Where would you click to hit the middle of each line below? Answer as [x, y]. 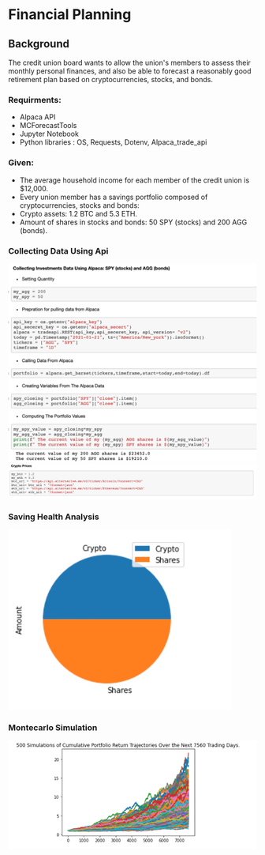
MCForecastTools [48, 126]
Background [39, 44]
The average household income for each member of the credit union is [134, 180]
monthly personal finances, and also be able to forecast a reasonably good [130, 71]
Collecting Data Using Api [58, 250]
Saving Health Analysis [54, 517]
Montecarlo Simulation [53, 728]
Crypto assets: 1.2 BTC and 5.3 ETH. [78, 213]
